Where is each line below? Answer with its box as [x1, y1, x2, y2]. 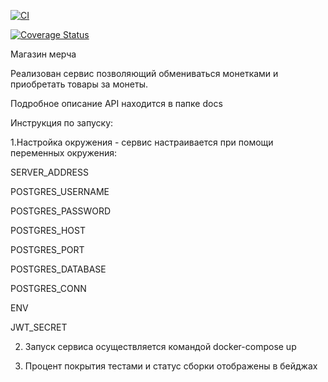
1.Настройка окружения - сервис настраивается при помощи [10, 136, 274, 148]
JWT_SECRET [10, 321, 68, 333]
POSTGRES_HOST [10, 225, 86, 236]
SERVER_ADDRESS [10, 166, 89, 178]
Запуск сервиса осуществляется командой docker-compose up [24, 341, 297, 352]
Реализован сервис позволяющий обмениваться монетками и [10, 68, 279, 79]
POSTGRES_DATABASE [10, 263, 107, 275]
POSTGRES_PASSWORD [10, 205, 112, 217]
